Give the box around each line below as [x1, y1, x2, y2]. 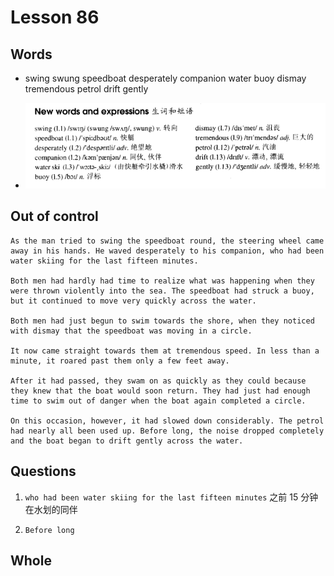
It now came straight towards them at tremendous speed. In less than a [10, 346, 320, 356]
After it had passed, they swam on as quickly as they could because [10, 376, 307, 386]
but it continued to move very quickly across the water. [10, 296, 257, 306]
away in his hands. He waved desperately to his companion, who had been [10, 246, 325, 256]
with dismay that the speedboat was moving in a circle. [10, 326, 253, 336]
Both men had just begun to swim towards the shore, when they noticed [10, 316, 315, 326]
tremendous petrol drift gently [24, 83, 149, 95]
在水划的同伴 [24, 503, 78, 515]
